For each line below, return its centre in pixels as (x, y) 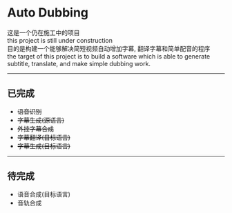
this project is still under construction (60, 40)
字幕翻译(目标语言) (44, 137)
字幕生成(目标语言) (44, 145)
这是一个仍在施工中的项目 (43, 32)
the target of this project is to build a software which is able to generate (109, 56)
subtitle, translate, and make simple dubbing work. (79, 63)
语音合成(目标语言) (44, 194)
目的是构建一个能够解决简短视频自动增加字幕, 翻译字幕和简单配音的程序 (109, 48)
